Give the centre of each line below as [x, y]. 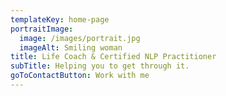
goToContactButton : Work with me [80, 76]
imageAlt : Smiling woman [71, 47]
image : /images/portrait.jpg [80, 38]
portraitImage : [42, 29]
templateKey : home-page [60, 19]
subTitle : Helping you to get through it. [100, 66]
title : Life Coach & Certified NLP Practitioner [113, 57]
